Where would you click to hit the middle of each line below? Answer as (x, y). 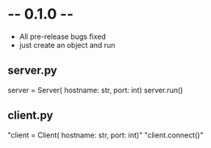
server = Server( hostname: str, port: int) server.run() (95, 90)
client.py (30, 115)
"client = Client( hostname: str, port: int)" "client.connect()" (105, 135)
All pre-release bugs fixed (63, 36)
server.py (32, 71)
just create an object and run (67, 44)
